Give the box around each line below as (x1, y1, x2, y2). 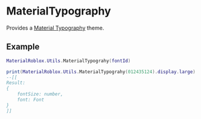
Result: (6, 80, 26, 86)
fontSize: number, (17, 91, 63, 97)
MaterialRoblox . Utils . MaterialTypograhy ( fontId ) (6, 57, 131, 64)
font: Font (17, 97, 45, 103)
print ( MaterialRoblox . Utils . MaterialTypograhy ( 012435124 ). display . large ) (6, 68, 196, 75)
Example (6, 42, 40, 52)
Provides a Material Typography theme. (6, 24, 104, 31)
